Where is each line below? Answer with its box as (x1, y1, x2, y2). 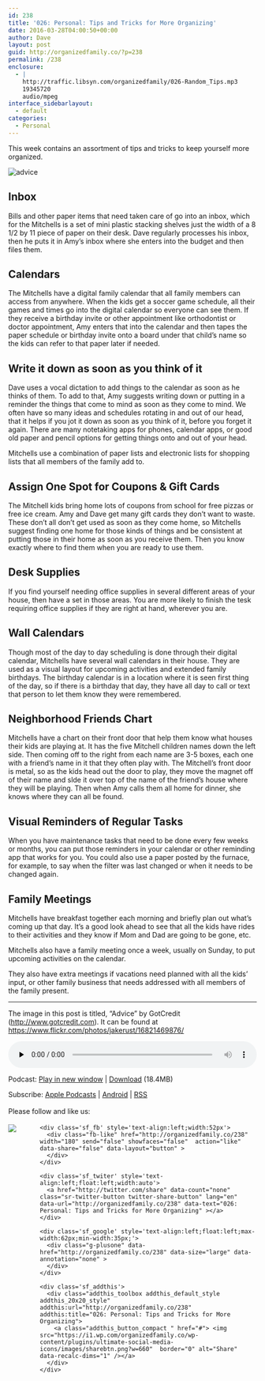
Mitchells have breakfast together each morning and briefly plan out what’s (8, 914, 252, 923)
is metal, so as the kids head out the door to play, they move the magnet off (8, 767, 254, 776)
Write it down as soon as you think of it (8, 361, 203, 375)
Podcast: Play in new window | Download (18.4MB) (8, 1074, 174, 1084)
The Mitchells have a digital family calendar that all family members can (8, 289, 241, 298)
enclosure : (8, 63, 44, 71)
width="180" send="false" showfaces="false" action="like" (39, 1138, 242, 1146)
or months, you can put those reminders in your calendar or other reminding (8, 844, 256, 854)
